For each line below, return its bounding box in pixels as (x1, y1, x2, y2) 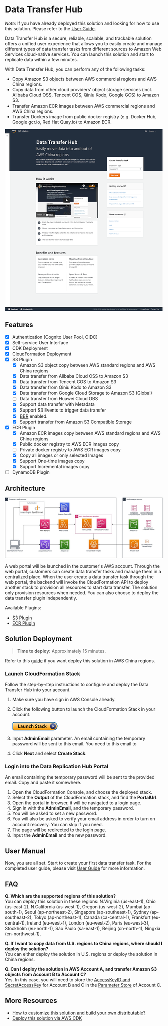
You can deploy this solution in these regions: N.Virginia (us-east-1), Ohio (5, 898, 156, 904)
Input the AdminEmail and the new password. (12, 832, 107, 838)
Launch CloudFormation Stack (5, 670, 81, 677)
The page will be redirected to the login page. (12, 827, 106, 833)
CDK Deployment (12, 345, 48, 351)
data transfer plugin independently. (5, 595, 77, 601)
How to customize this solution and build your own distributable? (12, 1010, 146, 1016)
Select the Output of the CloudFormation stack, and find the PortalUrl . (12, 795, 158, 801)
